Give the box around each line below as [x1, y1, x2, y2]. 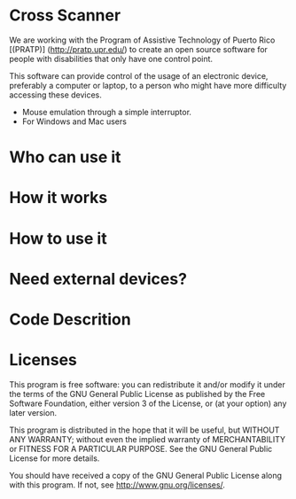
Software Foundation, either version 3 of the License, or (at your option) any [9, 398, 287, 409]
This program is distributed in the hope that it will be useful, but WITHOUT [9, 425, 280, 435]
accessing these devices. [9, 90, 102, 100]
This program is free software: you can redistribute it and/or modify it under [9, 378, 285, 390]
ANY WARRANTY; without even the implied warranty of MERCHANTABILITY [9, 433, 286, 444]
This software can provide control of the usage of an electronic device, [9, 70, 269, 81]
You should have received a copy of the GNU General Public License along [9, 470, 282, 480]
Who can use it [9, 147, 121, 168]
